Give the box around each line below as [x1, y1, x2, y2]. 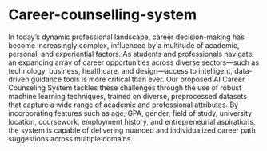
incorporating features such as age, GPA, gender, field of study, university [8, 108, 253, 117]
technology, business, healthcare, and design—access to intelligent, [8, 66, 233, 75]
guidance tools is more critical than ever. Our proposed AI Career [30, 74, 245, 84]
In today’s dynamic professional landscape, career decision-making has [8, 32, 245, 42]
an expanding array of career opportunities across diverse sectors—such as [8, 58, 260, 67]
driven [8, 74, 30, 84]
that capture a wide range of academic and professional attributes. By [8, 100, 239, 109]
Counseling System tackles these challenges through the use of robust [8, 82, 242, 93]
